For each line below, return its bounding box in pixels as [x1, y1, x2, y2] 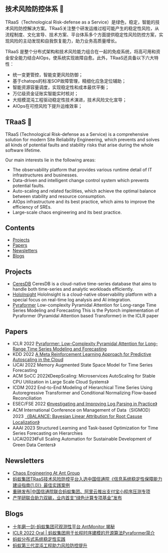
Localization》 [12, 419, 40, 425]
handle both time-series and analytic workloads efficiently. [12, 286, 134, 292]
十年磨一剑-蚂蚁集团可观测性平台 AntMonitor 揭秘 [12, 523, 115, 529]
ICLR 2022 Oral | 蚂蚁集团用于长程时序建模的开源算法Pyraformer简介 [12, 529, 155, 535]
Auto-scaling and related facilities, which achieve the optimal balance [12, 188, 156, 194]
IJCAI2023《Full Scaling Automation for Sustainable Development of [12, 436, 152, 442]
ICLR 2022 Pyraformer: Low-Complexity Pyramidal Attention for [12, 340, 144, 347]
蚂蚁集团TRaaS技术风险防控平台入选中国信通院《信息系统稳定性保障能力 [12, 476, 162, 482]
